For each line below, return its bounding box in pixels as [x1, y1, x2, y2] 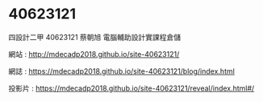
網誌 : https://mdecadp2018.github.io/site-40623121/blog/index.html [8, 66, 236, 76]
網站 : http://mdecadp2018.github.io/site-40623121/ [8, 49, 180, 59]
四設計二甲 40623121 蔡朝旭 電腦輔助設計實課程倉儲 [8, 32, 182, 42]
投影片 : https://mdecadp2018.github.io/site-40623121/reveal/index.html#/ [8, 83, 255, 93]
